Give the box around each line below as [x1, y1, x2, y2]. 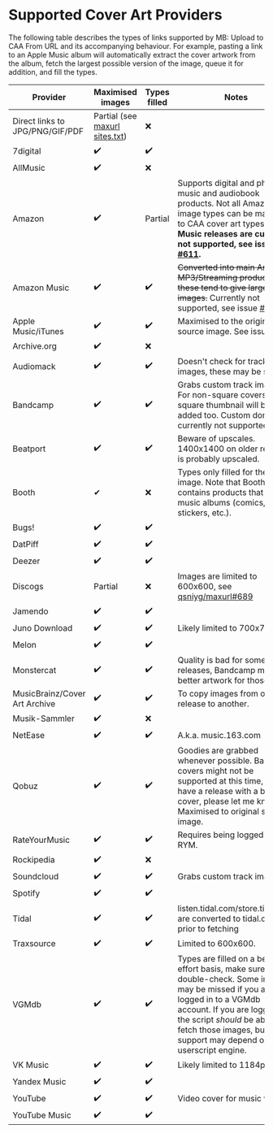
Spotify [12, 888, 41, 899]
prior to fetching [177, 922, 240, 934]
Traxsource [12, 938, 56, 949]
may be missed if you [177, 983, 259, 995]
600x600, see [177, 580, 232, 592]
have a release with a [177, 785, 258, 797]
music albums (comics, [177, 497, 266, 508]
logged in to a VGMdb [177, 993, 261, 1005]
